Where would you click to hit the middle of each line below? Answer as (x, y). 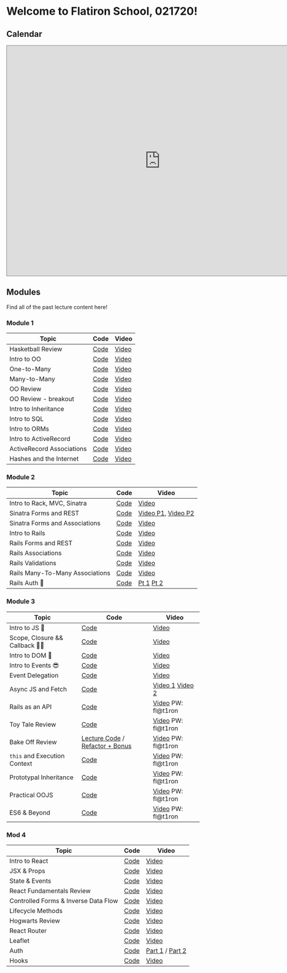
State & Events (30, 881)
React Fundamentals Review (50, 891)
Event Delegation (34, 675)
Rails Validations (33, 563)
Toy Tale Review (33, 724)
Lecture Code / (103, 738)
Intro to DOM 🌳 (31, 655)
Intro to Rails (27, 533)
